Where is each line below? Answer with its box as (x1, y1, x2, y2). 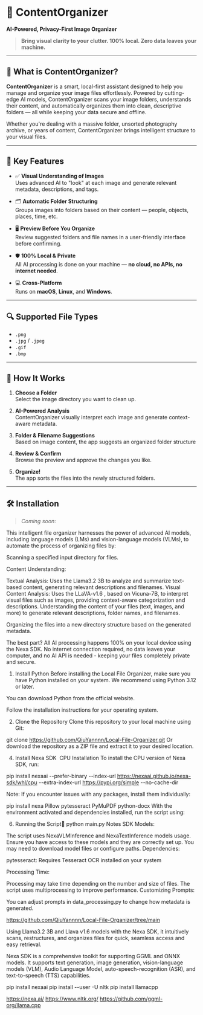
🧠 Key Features (6, 156, 65, 167)
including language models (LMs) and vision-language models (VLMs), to (6, 536, 189, 543)
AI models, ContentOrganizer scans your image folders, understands (20, 95, 192, 103)
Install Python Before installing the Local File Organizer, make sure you (14, 670, 191, 677)
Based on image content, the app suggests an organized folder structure (14, 438, 196, 446)
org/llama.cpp (6, 1002, 41, 1008)
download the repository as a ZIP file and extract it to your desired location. (6, 743, 194, 750)
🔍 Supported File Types (6, 311, 98, 322)
